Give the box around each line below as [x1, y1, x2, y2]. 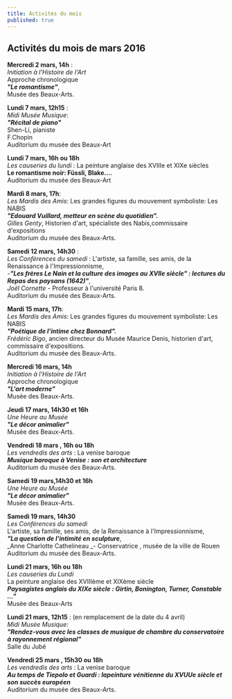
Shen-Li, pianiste [7, 126, 55, 134]
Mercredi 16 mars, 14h [7, 362, 73, 371]
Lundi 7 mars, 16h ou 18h [7, 154, 80, 162]
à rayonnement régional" [7, 635, 82, 643]
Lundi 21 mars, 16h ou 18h [7, 563, 83, 571]
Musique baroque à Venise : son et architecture [7, 456, 148, 464]
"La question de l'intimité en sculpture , [7, 534, 122, 543]
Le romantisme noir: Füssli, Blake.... [7, 169, 113, 177]
